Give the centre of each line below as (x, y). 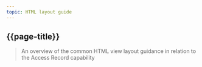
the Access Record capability (58, 58)
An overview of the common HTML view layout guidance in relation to (109, 51)
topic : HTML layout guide (39, 12)
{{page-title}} (33, 37)
